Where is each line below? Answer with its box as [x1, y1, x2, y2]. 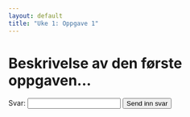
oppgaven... [8, 71, 92, 90]
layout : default [8, 11, 63, 20]
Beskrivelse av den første [8, 54, 183, 73]
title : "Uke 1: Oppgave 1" [8, 19, 99, 27]
